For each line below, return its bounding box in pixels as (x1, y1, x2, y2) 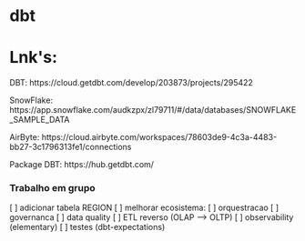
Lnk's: (9, 47, 57, 68)
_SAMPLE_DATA (9, 115, 70, 126)
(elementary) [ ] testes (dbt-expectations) (9, 222, 166, 233)
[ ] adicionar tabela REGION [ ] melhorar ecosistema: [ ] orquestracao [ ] (9, 202, 280, 214)
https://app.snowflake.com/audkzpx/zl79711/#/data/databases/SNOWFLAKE (9, 105, 297, 115)
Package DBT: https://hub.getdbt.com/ (9, 159, 155, 170)
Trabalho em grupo (9, 182, 96, 195)
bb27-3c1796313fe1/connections (9, 142, 132, 153)
